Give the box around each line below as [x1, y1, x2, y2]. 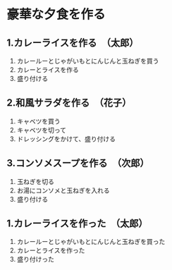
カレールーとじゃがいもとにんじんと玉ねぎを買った [16, 238, 166, 246]
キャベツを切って [16, 125, 67, 134]
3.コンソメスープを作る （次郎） [6, 157, 149, 169]
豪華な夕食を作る [6, 6, 106, 23]
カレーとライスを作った [16, 246, 85, 254]
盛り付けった [16, 255, 54, 264]
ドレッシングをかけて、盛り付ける [16, 135, 116, 143]
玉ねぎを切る [16, 177, 54, 185]
